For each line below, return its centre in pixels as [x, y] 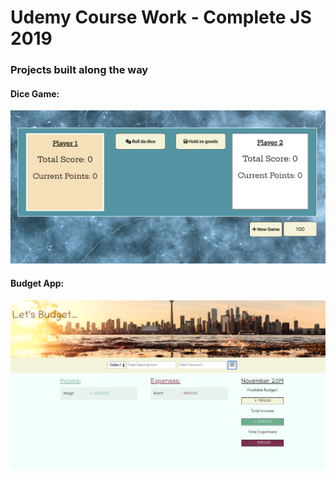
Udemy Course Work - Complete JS [161, 17]
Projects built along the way [79, 70]
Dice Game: [35, 93]
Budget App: [37, 283]
